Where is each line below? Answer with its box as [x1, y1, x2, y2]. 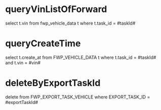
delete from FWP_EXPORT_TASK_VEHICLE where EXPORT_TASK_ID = [5, 94, 150, 100]
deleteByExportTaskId [5, 77, 101, 89]
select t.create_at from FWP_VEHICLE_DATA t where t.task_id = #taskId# [5, 54, 156, 60]
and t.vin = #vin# [5, 59, 41, 66]
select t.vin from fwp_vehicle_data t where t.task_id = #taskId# [5, 20, 136, 26]
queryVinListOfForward [5, 4, 107, 15]
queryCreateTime [5, 38, 81, 49]
